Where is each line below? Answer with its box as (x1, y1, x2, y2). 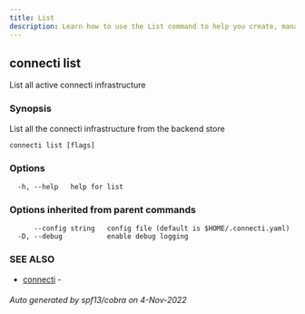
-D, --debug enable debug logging (17, 232, 189, 241)
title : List (9, 13, 54, 23)
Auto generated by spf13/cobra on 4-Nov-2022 (9, 295, 188, 306)
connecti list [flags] (9, 140, 95, 150)
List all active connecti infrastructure (9, 79, 146, 91)
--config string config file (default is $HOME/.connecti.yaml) (33, 224, 290, 233)
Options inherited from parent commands (9, 203, 197, 216)
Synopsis (9, 102, 52, 115)
